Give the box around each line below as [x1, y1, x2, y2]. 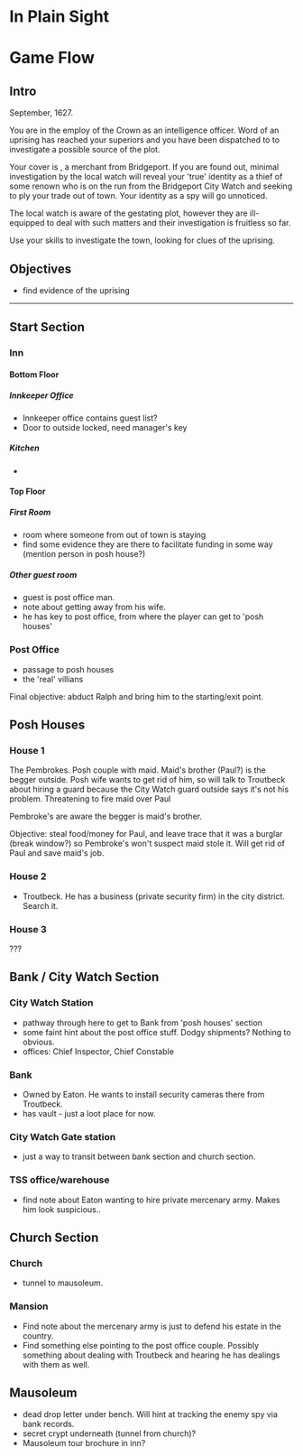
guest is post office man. [22, 592, 115, 603]
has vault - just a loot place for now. [22, 1108, 156, 1118]
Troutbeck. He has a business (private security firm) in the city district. [22, 891, 286, 902]
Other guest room [9, 570, 78, 580]
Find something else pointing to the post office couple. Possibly [22, 1340, 260, 1350]
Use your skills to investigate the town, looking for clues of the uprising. [9, 235, 275, 246]
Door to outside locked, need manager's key [22, 422, 188, 432]
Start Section [9, 320, 86, 335]
